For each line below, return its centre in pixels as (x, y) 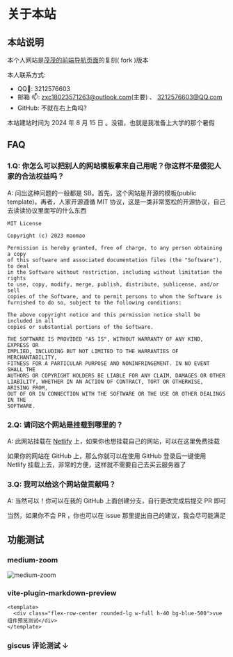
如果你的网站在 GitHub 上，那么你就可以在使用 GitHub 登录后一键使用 (107, 455)
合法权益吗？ (43, 177)
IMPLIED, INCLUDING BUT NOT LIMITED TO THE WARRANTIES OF (93, 351)
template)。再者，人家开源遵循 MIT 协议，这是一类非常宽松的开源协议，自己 (116, 202)
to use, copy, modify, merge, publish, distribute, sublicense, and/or (113, 284)
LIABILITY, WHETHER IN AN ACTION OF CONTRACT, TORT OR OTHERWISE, (105, 382)
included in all (31, 321)
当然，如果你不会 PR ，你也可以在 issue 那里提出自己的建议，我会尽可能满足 (116, 516)
